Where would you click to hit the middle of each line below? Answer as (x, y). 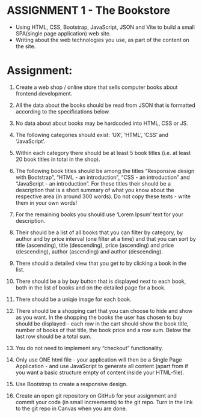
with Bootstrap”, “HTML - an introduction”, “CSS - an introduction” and (103, 177)
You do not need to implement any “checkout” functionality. (89, 348)
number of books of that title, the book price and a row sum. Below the (103, 330)
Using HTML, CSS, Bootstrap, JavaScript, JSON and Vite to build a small (105, 27)
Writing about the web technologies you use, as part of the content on (102, 40)
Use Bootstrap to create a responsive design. (72, 384)
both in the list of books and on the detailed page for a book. (90, 287)
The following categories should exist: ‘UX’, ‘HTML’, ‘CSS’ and (92, 135)
